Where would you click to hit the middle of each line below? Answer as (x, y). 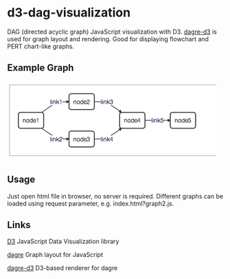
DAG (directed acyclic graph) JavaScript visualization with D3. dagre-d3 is (112, 32)
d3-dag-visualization (69, 13)
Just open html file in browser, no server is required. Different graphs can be (115, 196)
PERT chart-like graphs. (41, 46)
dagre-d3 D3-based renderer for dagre (62, 268)
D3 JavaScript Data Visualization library (63, 241)
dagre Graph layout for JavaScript (55, 255)
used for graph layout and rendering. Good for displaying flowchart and (108, 38)
